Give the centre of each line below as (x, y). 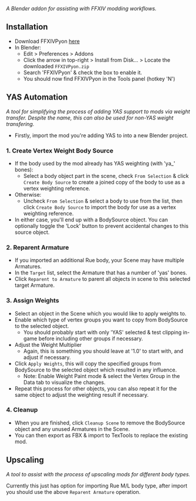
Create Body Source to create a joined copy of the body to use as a (104, 182)
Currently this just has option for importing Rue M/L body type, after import (97, 486)
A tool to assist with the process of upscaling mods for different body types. (98, 474)
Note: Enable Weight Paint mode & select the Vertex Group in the (102, 376)
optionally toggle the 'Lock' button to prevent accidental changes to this (102, 225)
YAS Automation (37, 97)
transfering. (20, 124)
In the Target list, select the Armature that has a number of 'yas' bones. (101, 273)
